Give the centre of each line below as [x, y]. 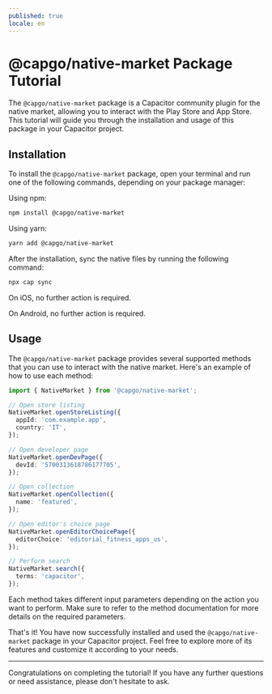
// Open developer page [49, 449]
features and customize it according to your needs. [93, 649]
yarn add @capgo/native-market [61, 244]
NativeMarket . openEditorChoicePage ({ [72, 531]
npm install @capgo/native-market [67, 213]
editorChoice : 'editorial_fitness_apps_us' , [92, 539]
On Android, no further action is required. [77, 313]
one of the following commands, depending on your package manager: [127, 182]
